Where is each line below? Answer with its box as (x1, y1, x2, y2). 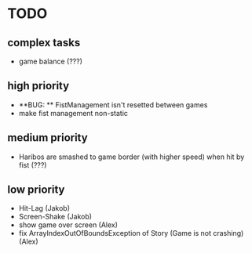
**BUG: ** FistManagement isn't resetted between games (18, 99, 208, 110)
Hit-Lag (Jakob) (18, 204, 71, 213)
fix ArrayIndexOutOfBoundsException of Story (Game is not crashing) (18, 229, 244, 238)
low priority (7, 183, 65, 197)
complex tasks (7, 36, 81, 49)
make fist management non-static (18, 108, 129, 117)
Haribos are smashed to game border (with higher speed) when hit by (18, 152, 245, 161)
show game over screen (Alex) (18, 220, 119, 230)
